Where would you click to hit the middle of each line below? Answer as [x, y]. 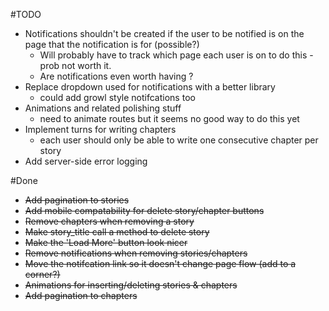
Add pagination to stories [77, 200]
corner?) [42, 274]
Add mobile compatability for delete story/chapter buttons [144, 210]
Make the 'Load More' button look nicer [106, 242]
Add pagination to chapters [81, 295]
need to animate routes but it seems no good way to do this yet [169, 118]
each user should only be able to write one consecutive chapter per [179, 140]
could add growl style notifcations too [117, 97]
